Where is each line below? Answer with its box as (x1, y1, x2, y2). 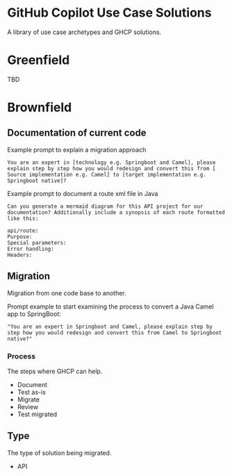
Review (17, 402, 39, 411)
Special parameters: (7, 239, 67, 246)
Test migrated (17, 410, 58, 418)
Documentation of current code (7, 127, 147, 139)
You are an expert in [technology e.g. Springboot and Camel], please (7, 158, 216, 166)
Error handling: (7, 245, 54, 252)
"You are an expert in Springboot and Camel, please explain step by (7, 323, 213, 330)
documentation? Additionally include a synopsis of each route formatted (7, 208, 226, 216)
